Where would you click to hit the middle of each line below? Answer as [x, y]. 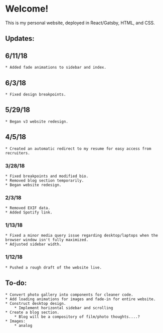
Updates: [20, 39]
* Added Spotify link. [29, 212]
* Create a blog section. [32, 312]
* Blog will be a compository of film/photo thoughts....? [77, 317]
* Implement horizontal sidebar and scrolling [64, 308]
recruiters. [18, 153]
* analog [23, 325]
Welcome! [27, 9]
